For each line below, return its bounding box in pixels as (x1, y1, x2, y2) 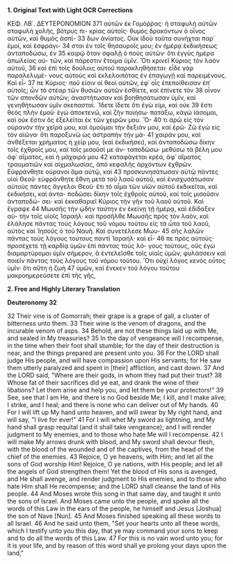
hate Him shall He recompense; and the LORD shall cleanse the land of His (7, 482, 221, 490)
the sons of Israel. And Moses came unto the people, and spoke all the (7, 497, 209, 505)
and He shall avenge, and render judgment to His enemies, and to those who (7, 475, 227, 483)
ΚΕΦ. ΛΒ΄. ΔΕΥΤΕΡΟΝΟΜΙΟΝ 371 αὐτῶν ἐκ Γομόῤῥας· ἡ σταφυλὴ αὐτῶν (7, 20, 218, 27)
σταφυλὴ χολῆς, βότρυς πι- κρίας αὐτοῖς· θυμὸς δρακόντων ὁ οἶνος (7, 27, 206, 35)
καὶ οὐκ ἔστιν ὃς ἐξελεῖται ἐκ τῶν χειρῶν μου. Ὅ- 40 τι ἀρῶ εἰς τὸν (7, 116, 204, 124)
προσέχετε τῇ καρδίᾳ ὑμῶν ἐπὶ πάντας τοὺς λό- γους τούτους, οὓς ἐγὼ (7, 242, 216, 250)
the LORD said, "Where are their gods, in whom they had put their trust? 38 (7, 371, 223, 379)
